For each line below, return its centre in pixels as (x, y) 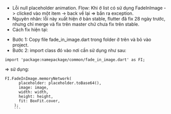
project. (20, 45)
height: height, (36, 97)
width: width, (34, 92)
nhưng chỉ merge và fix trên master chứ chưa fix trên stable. (76, 24)
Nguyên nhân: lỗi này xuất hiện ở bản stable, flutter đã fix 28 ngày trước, (89, 19)
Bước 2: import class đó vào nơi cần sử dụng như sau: (69, 50)
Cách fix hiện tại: (30, 30)
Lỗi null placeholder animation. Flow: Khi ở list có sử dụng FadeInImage (87, 8)
